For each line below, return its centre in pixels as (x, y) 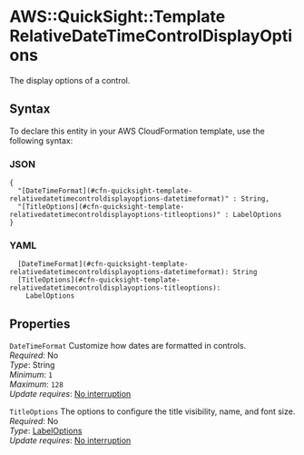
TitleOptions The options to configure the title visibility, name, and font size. (152, 411)
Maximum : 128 (36, 384)
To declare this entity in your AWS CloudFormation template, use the (137, 131)
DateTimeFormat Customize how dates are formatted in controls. (128, 346)
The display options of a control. (70, 80)
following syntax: (41, 140)
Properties (40, 324)
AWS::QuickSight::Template (118, 17)
